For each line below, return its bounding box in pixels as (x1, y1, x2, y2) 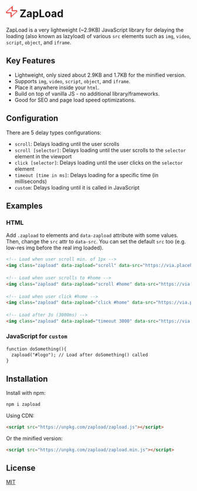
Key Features (6, 56, 56, 66)
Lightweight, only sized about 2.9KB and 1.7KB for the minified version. (14, 71, 186, 79)
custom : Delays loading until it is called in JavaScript (14, 184, 140, 191)
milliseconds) (14, 178, 47, 185)
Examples (6, 201, 43, 211)
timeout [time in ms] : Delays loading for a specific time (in (14, 171, 159, 178)
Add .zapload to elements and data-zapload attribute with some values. (6, 232, 179, 239)
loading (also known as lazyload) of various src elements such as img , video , (6, 32, 191, 39)
